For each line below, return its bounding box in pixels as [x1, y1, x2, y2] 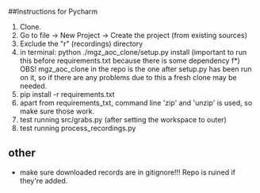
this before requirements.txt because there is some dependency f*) [19, 56, 240, 65]
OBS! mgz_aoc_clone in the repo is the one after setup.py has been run [19, 64, 252, 74]
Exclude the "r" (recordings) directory [19, 39, 143, 48]
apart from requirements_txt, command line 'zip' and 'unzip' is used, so [19, 98, 253, 107]
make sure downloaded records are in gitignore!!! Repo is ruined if [19, 167, 236, 177]
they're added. [19, 176, 68, 185]
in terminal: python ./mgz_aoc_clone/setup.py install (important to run [19, 48, 247, 56]
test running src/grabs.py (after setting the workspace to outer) [19, 115, 227, 124]
